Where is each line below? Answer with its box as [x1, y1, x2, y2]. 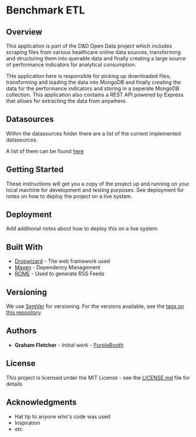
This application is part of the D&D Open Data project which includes [6, 42, 173, 49]
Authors [6, 326, 37, 336]
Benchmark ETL [6, 4, 85, 17]
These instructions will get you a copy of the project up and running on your [6, 180, 190, 187]
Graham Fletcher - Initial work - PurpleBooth [14, 341, 124, 348]
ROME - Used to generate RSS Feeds [14, 270, 104, 277]
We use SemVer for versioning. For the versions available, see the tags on [6, 303, 184, 310]
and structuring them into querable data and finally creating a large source [6, 55, 186, 62]
